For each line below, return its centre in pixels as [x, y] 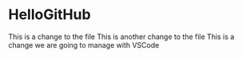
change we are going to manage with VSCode [84, 44]
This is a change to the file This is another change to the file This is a [121, 37]
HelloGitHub [50, 15]
